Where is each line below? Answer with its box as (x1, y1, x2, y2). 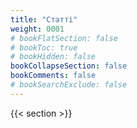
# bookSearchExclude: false (10, 80, 128, 90)
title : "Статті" (10, 14, 78, 25)
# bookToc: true (10, 42, 78, 53)
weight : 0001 (10, 24, 65, 34)
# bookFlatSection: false (10, 33, 118, 43)
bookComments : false (10, 71, 97, 81)
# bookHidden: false (10, 52, 97, 62)
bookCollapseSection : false (10, 61, 128, 71)
